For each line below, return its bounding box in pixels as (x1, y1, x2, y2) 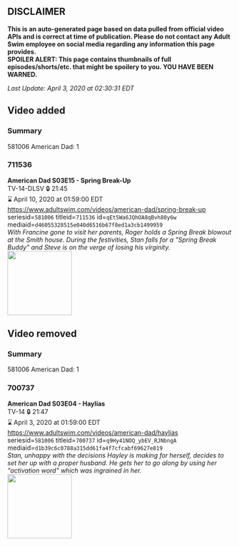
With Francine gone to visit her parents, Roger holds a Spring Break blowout (7, 227, 232, 236)
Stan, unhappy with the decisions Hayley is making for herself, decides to (7, 450, 225, 459)
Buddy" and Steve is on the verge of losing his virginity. (7, 242, 171, 252)
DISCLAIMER (7, 6, 66, 18)
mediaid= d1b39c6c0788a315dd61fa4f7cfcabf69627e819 (7, 443, 163, 452)
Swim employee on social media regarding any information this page (7, 39, 215, 48)
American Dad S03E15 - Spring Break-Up (7, 176, 131, 185)
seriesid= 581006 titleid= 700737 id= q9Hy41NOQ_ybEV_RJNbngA (7, 436, 177, 444)
